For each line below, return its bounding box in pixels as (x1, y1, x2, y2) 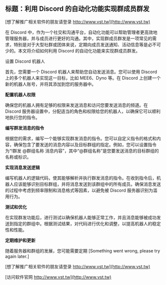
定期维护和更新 (5, 237, 36, 243)
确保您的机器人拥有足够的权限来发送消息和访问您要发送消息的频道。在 (5, 102, 148, 108)
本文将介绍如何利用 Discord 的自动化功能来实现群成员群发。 (18, 47, 140, 53)
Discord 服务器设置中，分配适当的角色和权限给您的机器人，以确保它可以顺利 (5, 108, 161, 114)
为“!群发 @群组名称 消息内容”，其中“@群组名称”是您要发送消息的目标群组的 (5, 148, 159, 154)
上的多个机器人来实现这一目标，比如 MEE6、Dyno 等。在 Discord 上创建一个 (5, 75, 161, 81)
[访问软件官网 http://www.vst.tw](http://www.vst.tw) (5, 274, 112, 280)
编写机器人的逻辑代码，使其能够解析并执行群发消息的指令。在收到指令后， (5, 175, 157, 181)
